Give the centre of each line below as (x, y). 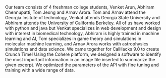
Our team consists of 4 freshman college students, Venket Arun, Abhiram (80, 7)
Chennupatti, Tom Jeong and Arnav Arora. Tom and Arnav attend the (76, 12)
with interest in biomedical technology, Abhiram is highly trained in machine (82, 33)
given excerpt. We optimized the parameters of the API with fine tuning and (82, 65)
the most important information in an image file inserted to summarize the (80, 59)
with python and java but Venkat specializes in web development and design (83, 28)
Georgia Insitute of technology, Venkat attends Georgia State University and (83, 18)
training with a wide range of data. (40, 70)
